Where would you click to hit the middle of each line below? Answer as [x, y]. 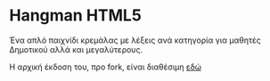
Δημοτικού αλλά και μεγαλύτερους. [76, 49]
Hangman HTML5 [76, 16]
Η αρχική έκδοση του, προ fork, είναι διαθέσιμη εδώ [106, 67]
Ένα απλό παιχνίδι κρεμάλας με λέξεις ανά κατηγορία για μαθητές [135, 40]
